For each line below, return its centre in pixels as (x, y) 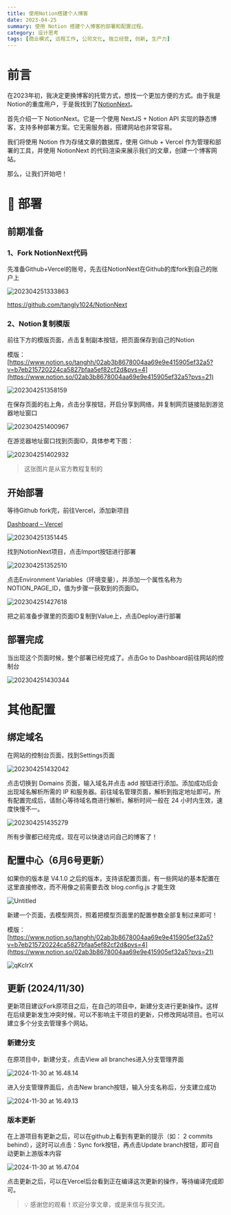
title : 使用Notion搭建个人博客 (48, 13)
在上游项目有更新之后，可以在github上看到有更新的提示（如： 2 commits (110, 1136)
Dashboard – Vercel (35, 524)
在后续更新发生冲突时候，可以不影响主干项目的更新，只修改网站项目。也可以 (115, 1015)
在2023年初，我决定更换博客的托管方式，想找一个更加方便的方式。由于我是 (114, 96)
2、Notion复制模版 (38, 324)
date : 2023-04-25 (32, 20)
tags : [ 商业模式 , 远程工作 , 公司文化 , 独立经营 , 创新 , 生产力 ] (89, 39)
